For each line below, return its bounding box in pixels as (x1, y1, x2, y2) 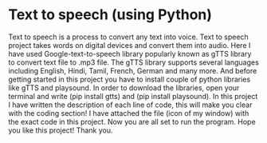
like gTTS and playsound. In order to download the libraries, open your (8, 82, 240, 93)
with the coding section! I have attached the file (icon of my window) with (8, 108, 249, 117)
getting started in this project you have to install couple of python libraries (8, 74, 251, 84)
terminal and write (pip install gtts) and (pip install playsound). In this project (8, 91, 258, 101)
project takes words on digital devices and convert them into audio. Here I (8, 40, 251, 50)
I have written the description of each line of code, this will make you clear (8, 100, 253, 109)
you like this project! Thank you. (8, 125, 113, 135)
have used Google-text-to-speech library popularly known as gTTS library (8, 49, 252, 58)
